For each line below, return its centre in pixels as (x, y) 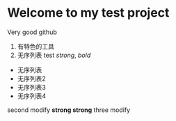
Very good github (32, 32)
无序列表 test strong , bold (54, 55)
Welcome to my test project (88, 13)
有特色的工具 (35, 46)
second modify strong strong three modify (69, 110)
